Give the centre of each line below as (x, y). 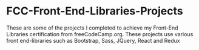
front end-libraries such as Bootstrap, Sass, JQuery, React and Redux (93, 40)
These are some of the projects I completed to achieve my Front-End (92, 28)
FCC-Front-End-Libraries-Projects (95, 11)
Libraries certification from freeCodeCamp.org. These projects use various (100, 34)
